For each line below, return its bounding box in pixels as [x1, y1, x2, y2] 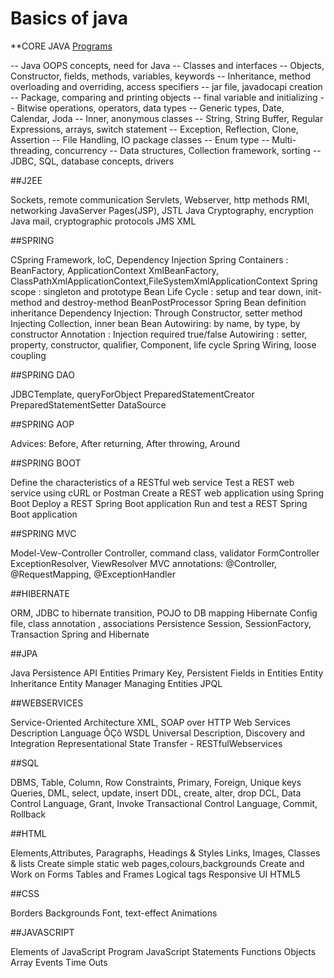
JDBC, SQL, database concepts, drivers [10, 155, 175, 167]
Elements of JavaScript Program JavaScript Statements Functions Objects [10, 945, 317, 957]
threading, [10, 144, 53, 156]
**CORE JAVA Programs [10, 40, 113, 52]
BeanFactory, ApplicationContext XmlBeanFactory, [10, 264, 219, 276]
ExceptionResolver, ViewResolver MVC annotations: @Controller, [10, 557, 278, 569]
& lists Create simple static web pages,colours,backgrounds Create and [10, 857, 305, 869]
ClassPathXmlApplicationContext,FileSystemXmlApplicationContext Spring [10, 275, 318, 287]
